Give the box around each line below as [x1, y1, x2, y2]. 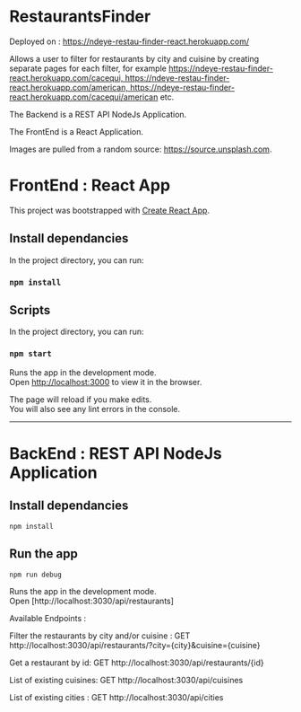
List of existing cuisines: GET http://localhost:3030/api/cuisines [9, 674, 244, 685]
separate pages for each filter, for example [9, 63, 168, 74]
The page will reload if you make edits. [9, 393, 152, 405]
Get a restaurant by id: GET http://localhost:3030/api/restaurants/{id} [9, 657, 264, 668]
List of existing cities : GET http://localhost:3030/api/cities [9, 691, 224, 702]
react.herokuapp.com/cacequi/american [9, 92, 159, 102]
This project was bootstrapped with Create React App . [9, 205, 211, 215]
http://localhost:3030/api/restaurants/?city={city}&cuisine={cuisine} [9, 639, 262, 650]
